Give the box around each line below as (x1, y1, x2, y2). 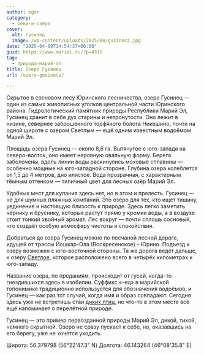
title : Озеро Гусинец (6, 66, 62, 72)
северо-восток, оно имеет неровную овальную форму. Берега (6, 152, 172, 159)
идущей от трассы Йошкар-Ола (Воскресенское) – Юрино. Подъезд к (6, 241, 190, 248)
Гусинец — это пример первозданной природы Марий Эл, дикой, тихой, (6, 317, 197, 324)
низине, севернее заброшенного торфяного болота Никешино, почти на (6, 120, 196, 128)
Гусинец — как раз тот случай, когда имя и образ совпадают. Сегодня (6, 292, 191, 299)
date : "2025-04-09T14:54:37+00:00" (6, 44, 97, 50)
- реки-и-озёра (12, 20, 51, 26)
